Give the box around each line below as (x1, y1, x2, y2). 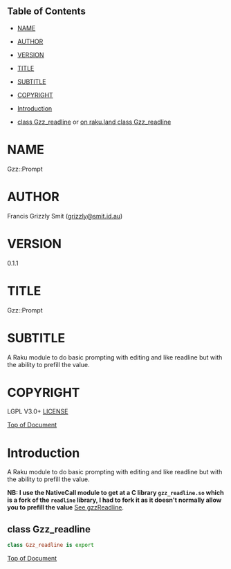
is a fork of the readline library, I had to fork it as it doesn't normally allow (7, 496, 222, 504)
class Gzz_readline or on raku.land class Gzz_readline (17, 118, 172, 126)
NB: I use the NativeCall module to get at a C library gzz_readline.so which (7, 489, 224, 497)
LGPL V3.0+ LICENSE (7, 407, 68, 416)
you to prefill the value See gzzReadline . (7, 503, 124, 512)
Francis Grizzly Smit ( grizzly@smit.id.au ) (7, 212, 123, 220)
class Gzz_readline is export (7, 542, 95, 549)
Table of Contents (7, 6, 86, 17)
